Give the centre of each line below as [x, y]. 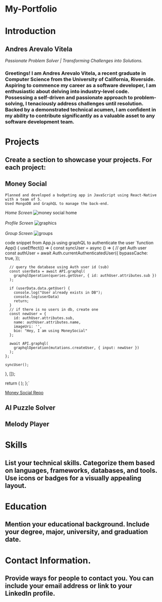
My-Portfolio [31, 9]
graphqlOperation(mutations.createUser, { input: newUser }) [76, 348]
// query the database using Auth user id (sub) [59, 267]
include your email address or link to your [69, 586]
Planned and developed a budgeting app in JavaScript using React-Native [81, 195]
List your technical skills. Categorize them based [80, 463]
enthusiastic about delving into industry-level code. [67, 92]
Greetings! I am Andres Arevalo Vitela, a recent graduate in [75, 73]
